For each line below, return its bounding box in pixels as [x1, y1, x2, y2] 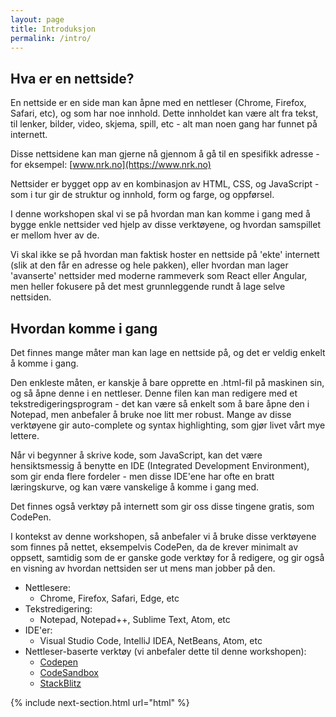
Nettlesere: [24, 582, 72, 593]
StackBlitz [39, 677, 82, 689]
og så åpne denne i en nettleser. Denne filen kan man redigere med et [10, 387, 298, 399]
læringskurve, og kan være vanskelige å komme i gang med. [10, 481, 260, 493]
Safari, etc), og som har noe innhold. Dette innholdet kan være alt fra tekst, [10, 107, 319, 120]
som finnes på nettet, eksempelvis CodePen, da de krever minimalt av [10, 541, 299, 553]
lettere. [10, 430, 40, 441]
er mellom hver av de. [10, 229, 100, 241]
